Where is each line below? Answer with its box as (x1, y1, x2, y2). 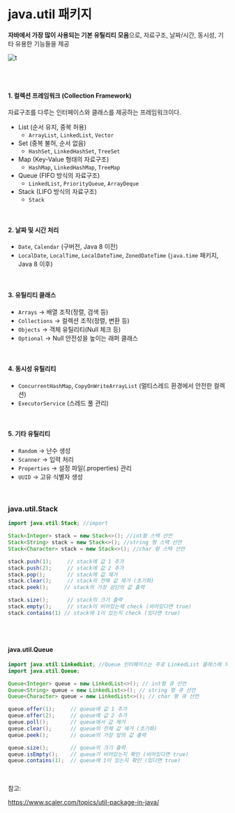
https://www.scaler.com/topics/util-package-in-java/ (8, 798, 160, 807)
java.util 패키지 (8, 6, 93, 22)
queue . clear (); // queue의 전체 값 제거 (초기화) (8, 725, 158, 732)
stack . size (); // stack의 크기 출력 (8, 597, 123, 604)
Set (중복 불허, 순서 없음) (17, 139, 86, 147)
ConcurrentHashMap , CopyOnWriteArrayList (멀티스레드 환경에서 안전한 (17, 381, 213, 389)
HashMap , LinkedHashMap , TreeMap (28, 163, 121, 172)
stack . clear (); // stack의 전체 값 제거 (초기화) (8, 577, 154, 585)
